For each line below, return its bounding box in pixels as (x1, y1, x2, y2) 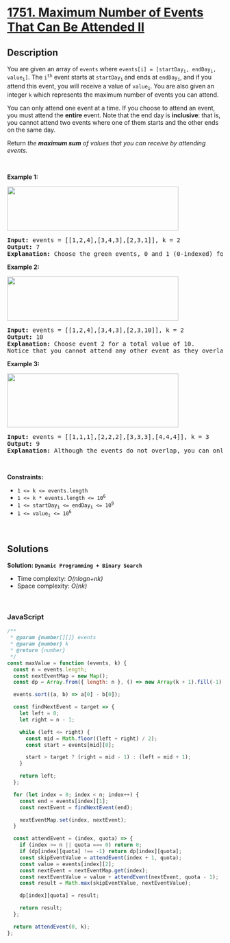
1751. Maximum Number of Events (7, 5, 204, 21)
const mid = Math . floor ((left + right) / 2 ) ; (25, 735, 157, 742)
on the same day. (7, 126, 56, 134)
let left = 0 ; (19, 710, 60, 717)
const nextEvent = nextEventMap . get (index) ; (19, 867, 149, 874)
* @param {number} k (10, 641, 69, 647)
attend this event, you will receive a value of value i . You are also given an (7, 82, 214, 91)
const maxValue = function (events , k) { (7, 660, 127, 667)
